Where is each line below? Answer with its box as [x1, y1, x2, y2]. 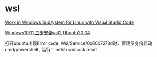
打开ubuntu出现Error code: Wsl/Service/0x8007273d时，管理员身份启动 [5, 40, 153, 46]
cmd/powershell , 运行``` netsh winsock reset [5, 46, 97, 52]
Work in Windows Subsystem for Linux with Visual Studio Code [5, 19, 134, 25]
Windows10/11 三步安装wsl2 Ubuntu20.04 [5, 29, 90, 35]
